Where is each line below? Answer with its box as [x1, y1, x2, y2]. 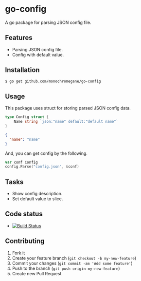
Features [5, 34, 33, 42]
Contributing [5, 237, 45, 245]
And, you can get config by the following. [5, 150, 88, 156]
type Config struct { [5, 114, 49, 120]
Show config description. [12, 191, 63, 197]
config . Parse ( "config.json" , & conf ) [5, 164, 79, 169]
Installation [5, 66, 40, 74]
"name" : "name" [9, 137, 40, 142]
